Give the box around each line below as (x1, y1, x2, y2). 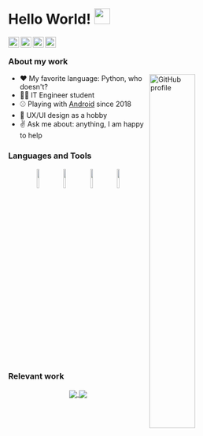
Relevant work (8, 371, 65, 382)
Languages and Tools (8, 150, 92, 161)
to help (19, 130, 42, 141)
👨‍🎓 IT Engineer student (19, 90, 95, 100)
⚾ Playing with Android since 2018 (19, 99, 132, 109)
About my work (8, 56, 68, 67)
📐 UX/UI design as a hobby (19, 111, 108, 120)
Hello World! (8, 10, 91, 28)
